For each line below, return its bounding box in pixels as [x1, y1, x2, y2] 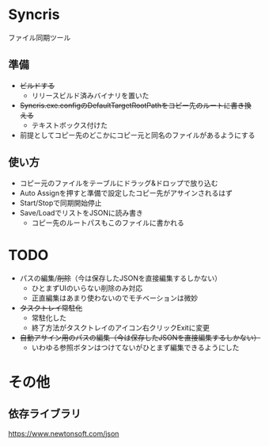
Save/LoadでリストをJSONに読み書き [19, 208, 144, 217]
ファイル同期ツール [8, 32, 71, 42]
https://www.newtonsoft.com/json [8, 429, 119, 438]
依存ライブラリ [8, 407, 81, 421]
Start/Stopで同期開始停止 [19, 198, 102, 208]
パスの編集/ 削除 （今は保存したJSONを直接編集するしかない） [19, 273, 222, 283]
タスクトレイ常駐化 [19, 303, 83, 312]
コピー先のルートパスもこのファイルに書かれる [31, 218, 184, 227]
